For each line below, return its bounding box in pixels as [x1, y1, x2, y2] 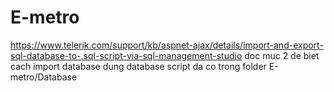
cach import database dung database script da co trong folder [10, 60, 267, 72]
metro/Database [10, 71, 78, 83]
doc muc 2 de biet [244, 49, 320, 61]
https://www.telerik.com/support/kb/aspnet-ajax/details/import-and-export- [10, 39, 324, 51]
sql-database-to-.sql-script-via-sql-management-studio [10, 49, 243, 61]
